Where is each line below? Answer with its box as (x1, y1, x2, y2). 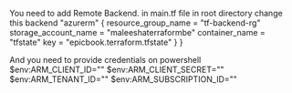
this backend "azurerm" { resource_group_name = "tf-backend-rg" (9, 17, 261, 28)
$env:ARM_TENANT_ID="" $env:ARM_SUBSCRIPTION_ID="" (9, 74, 237, 85)
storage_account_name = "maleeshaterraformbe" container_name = (9, 27, 266, 37)
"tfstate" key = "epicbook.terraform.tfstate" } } (9, 36, 184, 47)
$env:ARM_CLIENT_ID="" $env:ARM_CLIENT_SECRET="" (9, 64, 225, 75)
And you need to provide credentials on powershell (9, 55, 202, 65)
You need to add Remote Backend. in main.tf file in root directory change (9, 8, 283, 18)
